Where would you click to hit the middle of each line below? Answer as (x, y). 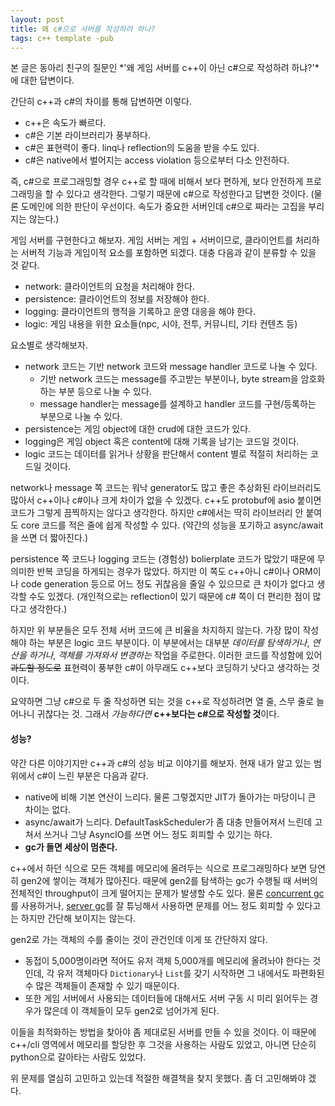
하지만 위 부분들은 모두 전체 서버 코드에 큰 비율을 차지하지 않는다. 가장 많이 (155, 630)
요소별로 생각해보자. (49, 345)
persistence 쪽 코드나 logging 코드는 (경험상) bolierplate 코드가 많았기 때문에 (162, 559)
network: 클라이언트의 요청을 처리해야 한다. (109, 287)
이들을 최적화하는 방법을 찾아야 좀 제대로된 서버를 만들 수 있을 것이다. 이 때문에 (163, 1032)
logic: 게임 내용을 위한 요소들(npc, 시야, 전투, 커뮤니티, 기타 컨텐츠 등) (161, 324)
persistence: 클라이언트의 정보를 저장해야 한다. (117, 299)
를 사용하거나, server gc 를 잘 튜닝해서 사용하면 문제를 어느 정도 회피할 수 (152, 905)
